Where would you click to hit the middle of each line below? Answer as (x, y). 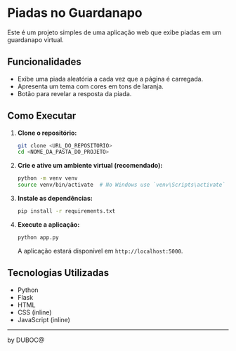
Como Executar (42, 116)
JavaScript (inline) (44, 319)
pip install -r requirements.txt (66, 211)
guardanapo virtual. (36, 39)
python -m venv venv (47, 178)
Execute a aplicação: (48, 224)
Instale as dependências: (55, 199)
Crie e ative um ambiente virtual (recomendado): (90, 166)
